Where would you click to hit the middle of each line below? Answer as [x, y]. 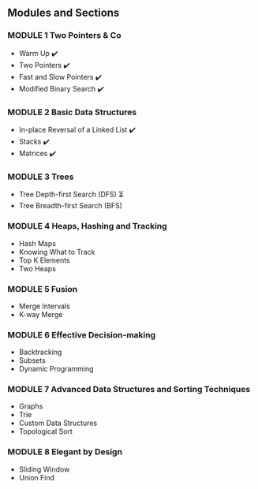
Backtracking [40, 352]
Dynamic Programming [56, 369]
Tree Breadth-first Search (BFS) [71, 206]
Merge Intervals [44, 306]
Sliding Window [44, 469]
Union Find [36, 477]
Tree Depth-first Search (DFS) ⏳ [71, 194]
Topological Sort [45, 431]
